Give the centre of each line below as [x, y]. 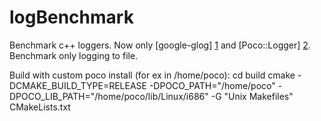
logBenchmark [71, 17]
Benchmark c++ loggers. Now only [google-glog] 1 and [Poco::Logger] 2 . [160, 45]
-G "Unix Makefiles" [252, 96]
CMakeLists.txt [40, 107]
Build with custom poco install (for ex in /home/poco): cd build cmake [152, 75]
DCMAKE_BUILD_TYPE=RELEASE [78, 85]
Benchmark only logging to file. [74, 55]
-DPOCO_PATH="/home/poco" [212, 85]
